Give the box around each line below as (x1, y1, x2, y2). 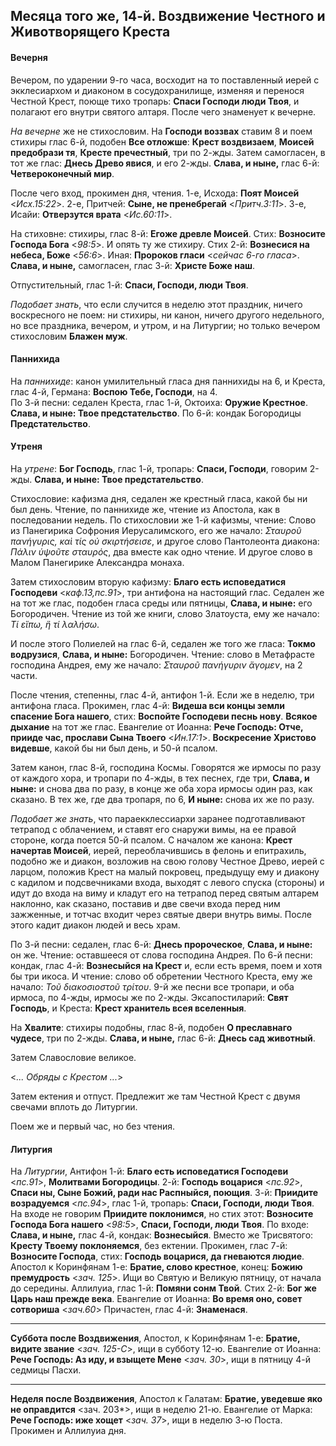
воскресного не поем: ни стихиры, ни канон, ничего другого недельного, (10, 309, 325, 321)
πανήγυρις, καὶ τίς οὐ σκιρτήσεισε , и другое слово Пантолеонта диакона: (10, 535, 320, 547)
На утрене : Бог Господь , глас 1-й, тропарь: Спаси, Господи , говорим (10, 463, 308, 474)
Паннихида (10, 353, 60, 365)
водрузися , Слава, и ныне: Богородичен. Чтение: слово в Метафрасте (10, 649, 315, 660)
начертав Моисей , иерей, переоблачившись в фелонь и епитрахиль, (10, 845, 307, 856)
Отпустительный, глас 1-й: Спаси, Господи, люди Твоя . (10, 279, 249, 291)
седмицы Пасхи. (10, 1364, 82, 1376)
